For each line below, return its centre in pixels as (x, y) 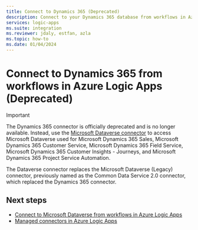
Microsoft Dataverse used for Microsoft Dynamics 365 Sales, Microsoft (92, 139)
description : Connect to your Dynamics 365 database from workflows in (96, 17)
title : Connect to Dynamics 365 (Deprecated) (63, 11)
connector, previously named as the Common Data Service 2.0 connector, (96, 175)
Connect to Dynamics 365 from (85, 74)
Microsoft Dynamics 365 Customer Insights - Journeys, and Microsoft (91, 152)
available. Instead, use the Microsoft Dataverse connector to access (89, 133)
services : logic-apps (33, 22)
